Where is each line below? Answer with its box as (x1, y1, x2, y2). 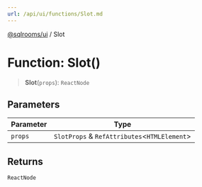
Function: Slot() (7, 55, 101, 71)
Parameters (7, 98, 60, 110)
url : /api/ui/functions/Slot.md (7, 10, 103, 18)
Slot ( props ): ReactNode (24, 78, 90, 86)
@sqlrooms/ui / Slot (7, 30, 65, 38)
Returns (7, 155, 44, 167)
